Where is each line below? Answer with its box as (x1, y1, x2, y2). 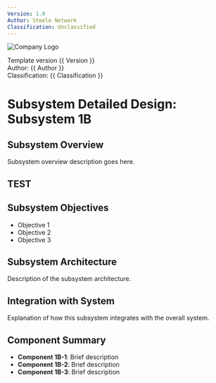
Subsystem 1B (7, 111, 92, 127)
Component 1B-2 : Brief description (17, 360, 120, 369)
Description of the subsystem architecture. (7, 275, 132, 283)
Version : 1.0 (7, 10, 46, 18)
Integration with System (7, 295, 115, 307)
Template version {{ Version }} (7, 56, 95, 65)
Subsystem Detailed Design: (7, 96, 177, 112)
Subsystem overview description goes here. (7, 158, 135, 166)
